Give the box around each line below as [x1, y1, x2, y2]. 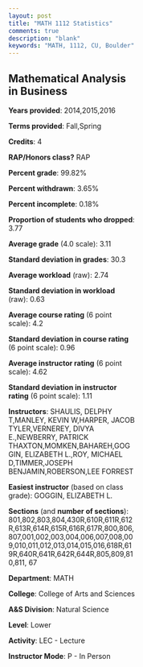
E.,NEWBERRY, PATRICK [8, 432, 89, 441]
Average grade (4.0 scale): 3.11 [8, 238, 112, 248]
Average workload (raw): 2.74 [8, 270, 109, 280]
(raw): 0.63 [8, 294, 46, 304]
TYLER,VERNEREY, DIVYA [8, 424, 95, 433]
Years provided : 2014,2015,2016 [8, 106, 116, 115]
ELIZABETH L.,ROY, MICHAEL [24, 449, 123, 459]
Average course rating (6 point [8, 309, 112, 319]
